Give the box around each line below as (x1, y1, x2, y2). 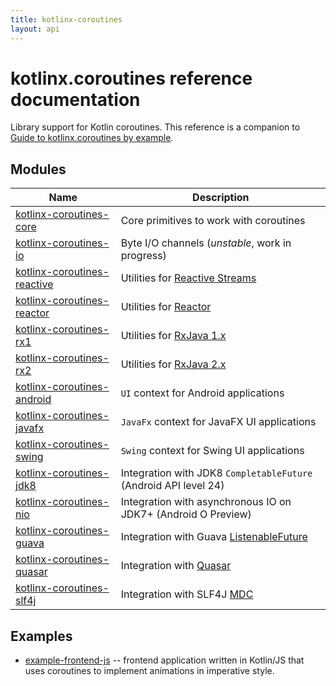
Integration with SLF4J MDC (120, 587, 254, 601)
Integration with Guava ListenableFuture (120, 530, 308, 544)
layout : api (10, 24, 60, 34)
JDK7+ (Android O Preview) (120, 507, 252, 521)
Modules (10, 161, 67, 178)
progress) (120, 249, 167, 263)
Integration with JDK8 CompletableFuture (120, 466, 313, 480)
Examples (10, 627, 73, 645)
